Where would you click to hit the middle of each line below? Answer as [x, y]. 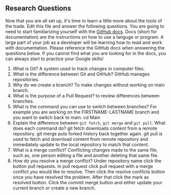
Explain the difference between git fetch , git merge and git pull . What [89, 123]
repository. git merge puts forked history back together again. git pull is [88, 133]
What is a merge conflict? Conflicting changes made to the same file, [85, 150]
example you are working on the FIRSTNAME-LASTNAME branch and [86, 112]
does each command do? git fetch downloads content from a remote [85, 128]
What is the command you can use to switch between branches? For [85, 106]
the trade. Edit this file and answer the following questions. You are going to [85, 26]
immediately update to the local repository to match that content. [81, 144]
